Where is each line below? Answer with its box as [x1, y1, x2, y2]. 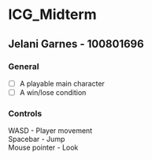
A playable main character [19, 78, 105, 88]
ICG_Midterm [8, 6, 97, 24]
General [8, 61, 39, 72]
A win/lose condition [19, 87, 87, 97]
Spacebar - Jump [8, 135, 65, 144]
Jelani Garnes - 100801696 [8, 37, 144, 51]
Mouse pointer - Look [8, 143, 79, 152]
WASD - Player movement [8, 126, 93, 135]
